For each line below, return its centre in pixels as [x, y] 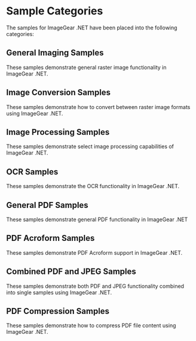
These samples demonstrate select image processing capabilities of [90, 147]
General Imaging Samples [55, 53]
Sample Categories [55, 11]
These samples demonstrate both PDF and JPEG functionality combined [95, 286]
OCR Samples [32, 172]
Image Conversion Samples [59, 93]
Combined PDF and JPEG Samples [71, 272]
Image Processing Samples [58, 132]
